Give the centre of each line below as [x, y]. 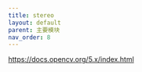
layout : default [35, 23]
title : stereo [31, 15]
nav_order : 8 [29, 37]
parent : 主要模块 [34, 30]
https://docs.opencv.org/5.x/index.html [71, 59]
